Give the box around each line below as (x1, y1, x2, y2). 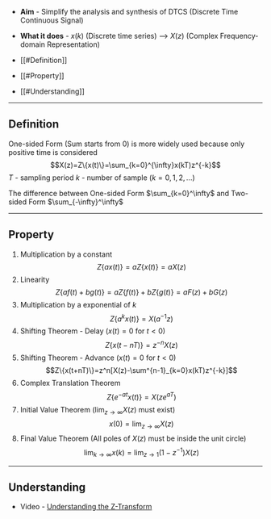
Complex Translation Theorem (19, 378, 121, 387)
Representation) (47, 40, 101, 49)
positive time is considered (8, 147, 98, 157)
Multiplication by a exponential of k (19, 299, 137, 309)
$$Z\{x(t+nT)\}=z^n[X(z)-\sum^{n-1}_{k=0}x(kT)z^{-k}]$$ (45, 365, 238, 375)
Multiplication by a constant (19, 249, 113, 259)
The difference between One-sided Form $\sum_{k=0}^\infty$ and (8, 188, 230, 198)
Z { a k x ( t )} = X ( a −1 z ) (110, 312, 173, 324)
